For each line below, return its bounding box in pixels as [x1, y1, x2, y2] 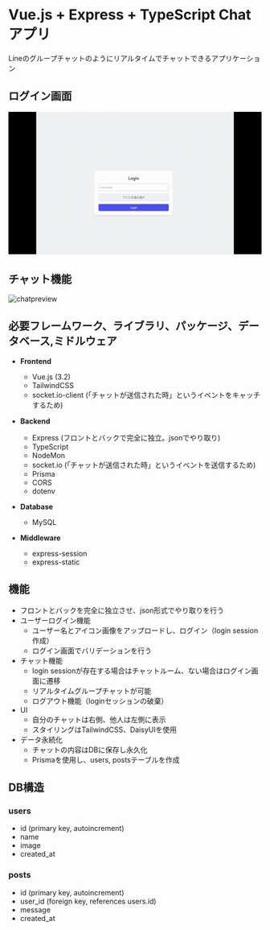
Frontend [19, 356, 52, 366]
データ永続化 [19, 734, 63, 744]
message [19, 904, 51, 915]
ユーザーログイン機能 [19, 615, 91, 625]
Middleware [19, 533, 61, 543]
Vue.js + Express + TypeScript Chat [8, 6, 252, 24]
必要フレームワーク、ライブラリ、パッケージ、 [8, 320, 239, 333]
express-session [31, 548, 88, 558]
